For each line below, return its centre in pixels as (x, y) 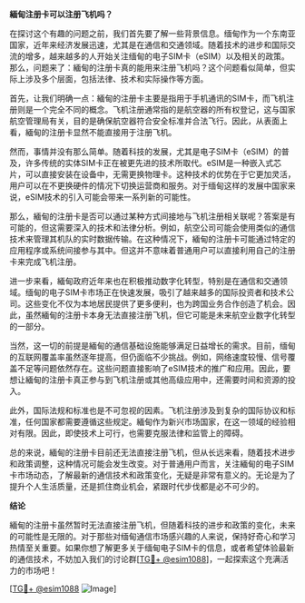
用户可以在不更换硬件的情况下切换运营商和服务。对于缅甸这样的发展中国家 (148, 186)
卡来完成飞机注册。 (45, 262)
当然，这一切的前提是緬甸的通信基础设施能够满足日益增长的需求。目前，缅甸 (152, 346)
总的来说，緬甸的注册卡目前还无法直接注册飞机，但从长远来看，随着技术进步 (152, 452)
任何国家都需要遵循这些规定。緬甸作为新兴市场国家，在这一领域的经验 (156, 422)
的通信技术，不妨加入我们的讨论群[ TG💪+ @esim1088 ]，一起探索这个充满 (145, 559)
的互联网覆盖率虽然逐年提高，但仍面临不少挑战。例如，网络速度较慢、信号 (148, 357)
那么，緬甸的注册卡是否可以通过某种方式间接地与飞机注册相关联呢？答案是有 (152, 216)
